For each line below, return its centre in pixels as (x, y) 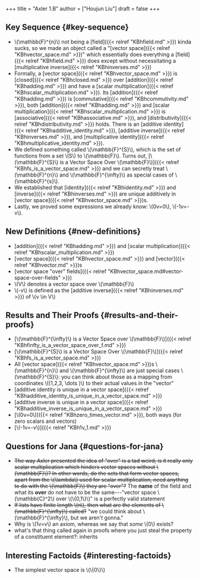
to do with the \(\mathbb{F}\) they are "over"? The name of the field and (102, 486)
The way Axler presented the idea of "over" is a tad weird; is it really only (103, 461)
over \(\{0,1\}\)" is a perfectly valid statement (110, 499)
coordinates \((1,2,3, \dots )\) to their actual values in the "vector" (94, 383)
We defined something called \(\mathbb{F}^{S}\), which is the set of (97, 149)
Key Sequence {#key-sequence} (67, 27)
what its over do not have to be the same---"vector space (85, 493)
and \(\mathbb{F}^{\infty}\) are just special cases (120, 371)
